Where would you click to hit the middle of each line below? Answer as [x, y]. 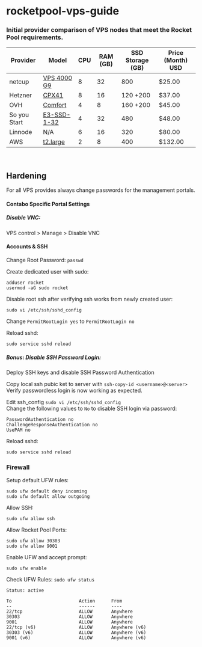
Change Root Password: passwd [45, 260]
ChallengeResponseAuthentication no [52, 425]
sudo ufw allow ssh [31, 519]
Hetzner [21, 96]
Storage [137, 60]
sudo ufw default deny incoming [47, 491]
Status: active [25, 590]
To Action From [64, 601]
